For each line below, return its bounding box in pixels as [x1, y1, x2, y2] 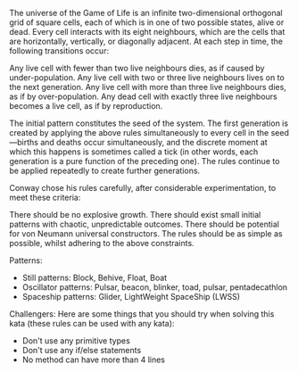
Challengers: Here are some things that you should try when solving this [9, 309, 275, 319]
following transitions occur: [9, 45, 110, 56]
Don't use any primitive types [21, 335, 131, 346]
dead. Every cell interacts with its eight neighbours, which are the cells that [9, 27, 286, 37]
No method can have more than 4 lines [21, 354, 166, 365]
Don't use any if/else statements [21, 345, 142, 355]
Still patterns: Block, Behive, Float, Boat [21, 272, 168, 283]
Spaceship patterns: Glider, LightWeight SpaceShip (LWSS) [21, 292, 241, 302]
